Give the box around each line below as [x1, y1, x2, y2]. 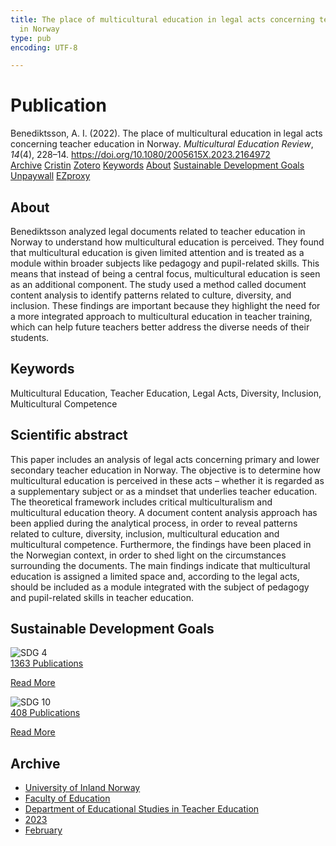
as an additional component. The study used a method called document [10, 279, 307, 290]
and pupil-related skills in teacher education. [10, 591, 194, 603]
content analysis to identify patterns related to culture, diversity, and [10, 289, 292, 301]
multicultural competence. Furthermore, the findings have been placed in [10, 538, 312, 550]
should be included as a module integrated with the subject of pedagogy [10, 581, 310, 593]
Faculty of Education [24, 792, 111, 805]
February [24, 824, 63, 836]
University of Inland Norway [24, 782, 141, 794]
